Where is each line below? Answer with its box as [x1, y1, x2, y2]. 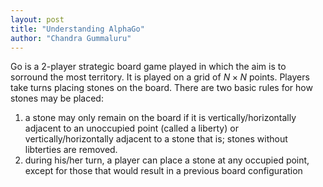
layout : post [10, 14, 65, 25]
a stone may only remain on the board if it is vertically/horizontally [24, 112, 297, 124]
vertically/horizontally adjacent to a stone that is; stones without [24, 133, 288, 145]
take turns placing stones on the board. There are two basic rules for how [10, 82, 313, 94]
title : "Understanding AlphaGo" [10, 24, 145, 34]
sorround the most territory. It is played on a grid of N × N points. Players [10, 71, 310, 83]
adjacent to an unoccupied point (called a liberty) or [24, 122, 239, 135]
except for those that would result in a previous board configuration [24, 165, 303, 177]
